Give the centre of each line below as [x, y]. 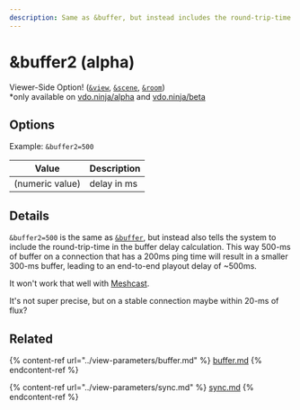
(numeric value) [47, 183]
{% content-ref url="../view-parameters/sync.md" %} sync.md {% [132, 387]
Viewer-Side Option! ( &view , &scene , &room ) [88, 87]
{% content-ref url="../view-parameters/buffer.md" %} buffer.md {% [136, 360]
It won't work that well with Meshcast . [79, 283]
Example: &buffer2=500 [52, 147]
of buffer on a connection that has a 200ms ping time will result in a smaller [149, 256]
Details [29, 215]
